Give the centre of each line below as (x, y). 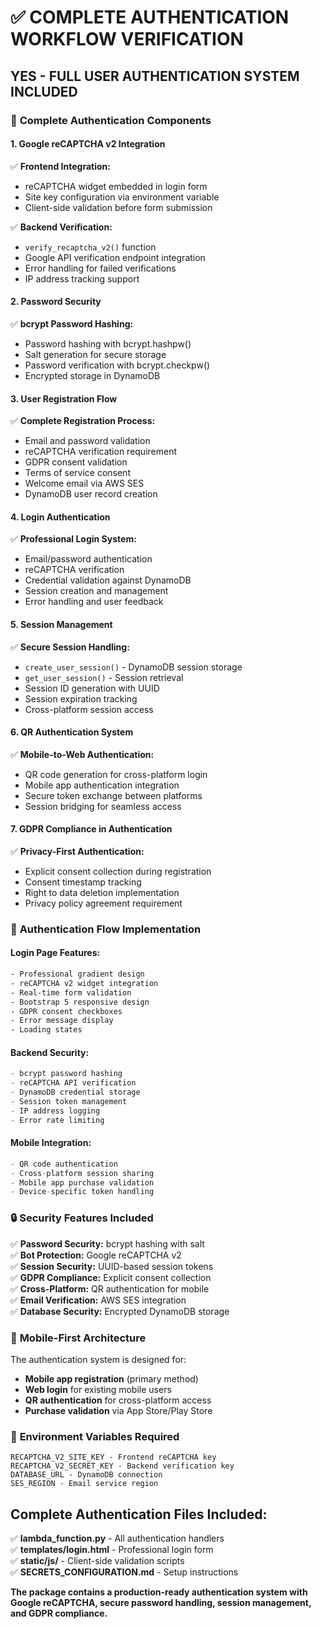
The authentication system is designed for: (98, 1359)
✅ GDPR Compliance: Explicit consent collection (111, 1277)
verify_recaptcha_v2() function (90, 247)
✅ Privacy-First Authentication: (77, 851)
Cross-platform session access (89, 709)
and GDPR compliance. (59, 1613)
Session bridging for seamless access (103, 806)
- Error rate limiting (57, 1120)
